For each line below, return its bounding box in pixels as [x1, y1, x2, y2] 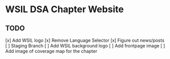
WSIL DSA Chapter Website [5, 4, 124, 15]
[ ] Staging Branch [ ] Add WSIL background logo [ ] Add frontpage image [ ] [5, 43, 165, 49]
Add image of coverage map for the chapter [5, 48, 98, 54]
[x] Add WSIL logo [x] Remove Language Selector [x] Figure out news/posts [5, 37, 164, 43]
